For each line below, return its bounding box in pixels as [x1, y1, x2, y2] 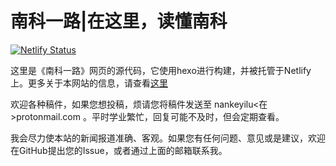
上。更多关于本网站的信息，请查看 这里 [10, 77, 168, 89]
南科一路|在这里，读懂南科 [10, 10, 228, 33]
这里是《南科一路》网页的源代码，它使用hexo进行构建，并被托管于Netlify [10, 64, 312, 76]
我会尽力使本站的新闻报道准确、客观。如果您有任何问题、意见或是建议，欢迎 [10, 132, 326, 144]
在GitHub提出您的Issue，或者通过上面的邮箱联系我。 [10, 144, 228, 156]
